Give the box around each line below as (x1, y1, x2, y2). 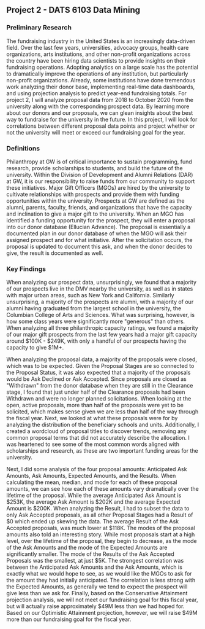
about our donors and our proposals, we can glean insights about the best (6, 109, 193, 116)
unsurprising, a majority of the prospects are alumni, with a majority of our (6, 298, 194, 306)
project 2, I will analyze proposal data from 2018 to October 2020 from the (6, 96, 194, 103)
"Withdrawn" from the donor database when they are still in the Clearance (6, 382, 193, 389)
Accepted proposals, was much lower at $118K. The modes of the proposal (6, 525, 195, 532)
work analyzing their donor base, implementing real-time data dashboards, (6, 83, 195, 90)
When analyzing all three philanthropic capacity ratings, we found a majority (6, 324, 199, 332)
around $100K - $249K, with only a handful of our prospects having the (6, 337, 187, 345)
